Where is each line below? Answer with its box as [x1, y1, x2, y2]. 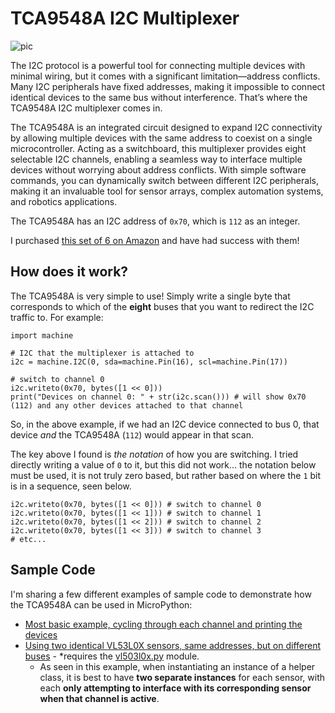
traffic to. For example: [10, 311, 104, 323]
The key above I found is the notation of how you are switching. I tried [10, 448, 299, 460]
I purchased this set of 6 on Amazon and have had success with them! [10, 234, 300, 246]
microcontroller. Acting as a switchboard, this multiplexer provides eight [10, 142, 307, 154]
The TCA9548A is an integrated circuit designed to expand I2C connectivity [10, 121, 323, 133]
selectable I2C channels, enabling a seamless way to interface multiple [10, 153, 303, 165]
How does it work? [10, 263, 129, 281]
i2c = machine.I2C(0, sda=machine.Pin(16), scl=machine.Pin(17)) [10, 357, 288, 367]
